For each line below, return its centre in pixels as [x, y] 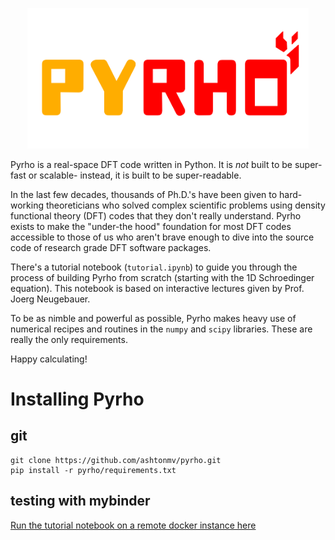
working [27, 205]
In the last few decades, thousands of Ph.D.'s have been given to [144, 194]
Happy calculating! [49, 359]
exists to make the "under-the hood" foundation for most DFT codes [151, 226]
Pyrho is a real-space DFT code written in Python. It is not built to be [151, 164]
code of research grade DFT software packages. [111, 247]
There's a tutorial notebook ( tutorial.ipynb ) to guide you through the [154, 267]
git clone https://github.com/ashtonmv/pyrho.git [116, 460]
